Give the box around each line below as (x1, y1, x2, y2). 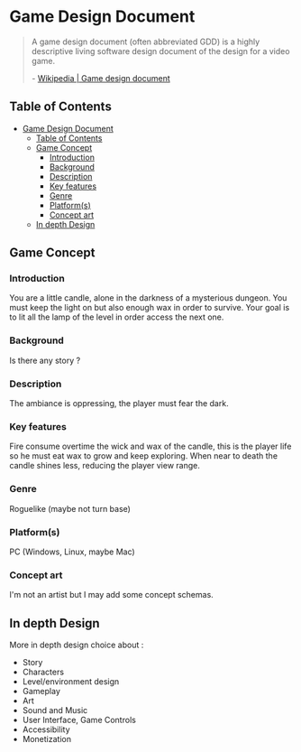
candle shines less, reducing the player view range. (9, 460, 200, 471)
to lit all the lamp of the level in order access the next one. (9, 311, 224, 322)
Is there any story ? (9, 355, 81, 366)
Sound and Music (22, 705, 88, 716)
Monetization (22, 734, 72, 745)
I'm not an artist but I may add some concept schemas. (9, 590, 214, 600)
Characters (22, 666, 65, 678)
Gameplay (22, 686, 61, 697)
